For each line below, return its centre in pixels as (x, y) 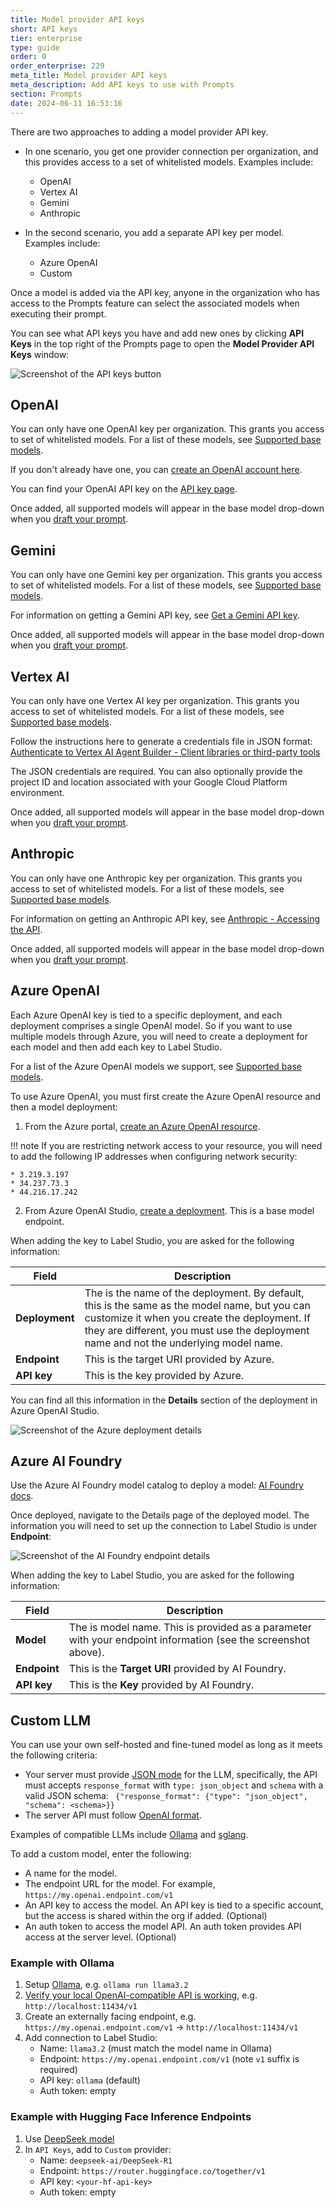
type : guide (35, 47)
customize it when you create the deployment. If (197, 1318)
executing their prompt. (58, 313)
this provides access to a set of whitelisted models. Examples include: (169, 162)
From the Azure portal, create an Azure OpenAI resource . (142, 1126)
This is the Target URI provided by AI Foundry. (177, 1669)
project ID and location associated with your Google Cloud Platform (149, 782)
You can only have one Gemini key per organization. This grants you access (166, 575)
